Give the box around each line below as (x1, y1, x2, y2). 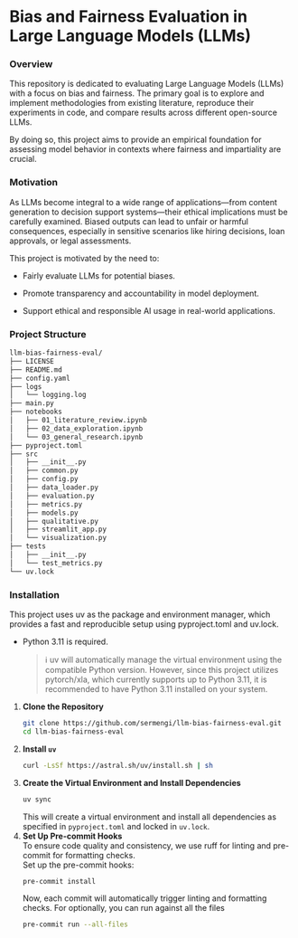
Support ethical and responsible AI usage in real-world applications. (22, 305, 275, 316)
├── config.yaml (9, 374, 70, 383)
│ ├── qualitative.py (9, 516, 99, 526)
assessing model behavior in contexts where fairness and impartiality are (9, 144, 282, 155)
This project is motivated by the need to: (9, 252, 160, 263)
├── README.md (9, 365, 63, 374)
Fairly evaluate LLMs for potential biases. (22, 270, 176, 281)
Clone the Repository (22, 701, 104, 712)
